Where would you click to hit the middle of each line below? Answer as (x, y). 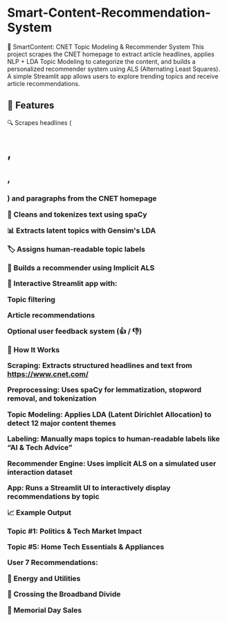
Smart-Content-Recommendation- (109, 13)
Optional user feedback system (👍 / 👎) (74, 331)
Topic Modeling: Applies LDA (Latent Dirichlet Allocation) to (109, 414)
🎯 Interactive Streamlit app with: (62, 284)
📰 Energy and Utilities (44, 578)
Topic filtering (31, 299)
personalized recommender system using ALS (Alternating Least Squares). (113, 69)
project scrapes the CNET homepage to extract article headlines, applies (111, 54)
